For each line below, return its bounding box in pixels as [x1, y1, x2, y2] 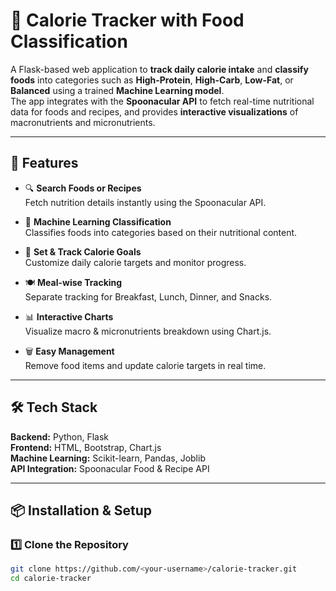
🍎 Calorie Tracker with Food [10, 9, 245, 32]
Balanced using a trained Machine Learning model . [10, 84, 225, 96]
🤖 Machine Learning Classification [24, 215, 172, 228]
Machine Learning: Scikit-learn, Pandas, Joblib [10, 452, 206, 464]
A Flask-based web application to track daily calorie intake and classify [10, 63, 309, 75]
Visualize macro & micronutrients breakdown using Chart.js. [24, 325, 272, 337]
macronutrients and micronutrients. [10, 116, 156, 128]
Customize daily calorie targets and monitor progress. [24, 256, 247, 268]
